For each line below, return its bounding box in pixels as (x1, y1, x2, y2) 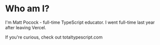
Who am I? (5, 3, 50, 14)
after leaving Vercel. (5, 24, 46, 30)
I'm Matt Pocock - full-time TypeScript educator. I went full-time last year (5, 19, 155, 25)
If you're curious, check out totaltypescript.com (5, 34, 103, 40)
